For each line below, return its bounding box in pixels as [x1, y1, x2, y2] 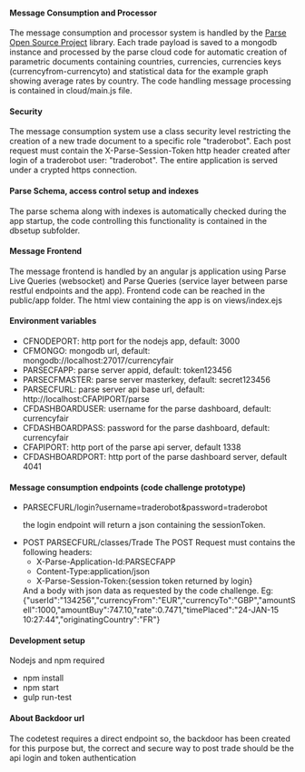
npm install [22, 672, 64, 684]
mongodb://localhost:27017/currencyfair [22, 355, 174, 366]
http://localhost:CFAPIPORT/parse [22, 394, 150, 405]
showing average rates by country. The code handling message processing [9, 75, 292, 86]
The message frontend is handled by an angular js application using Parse [9, 266, 287, 277]
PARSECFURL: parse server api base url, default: [22, 384, 205, 395]
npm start [22, 682, 59, 693]
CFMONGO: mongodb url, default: [22, 346, 151, 357]
